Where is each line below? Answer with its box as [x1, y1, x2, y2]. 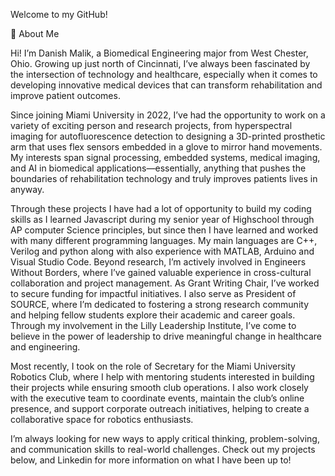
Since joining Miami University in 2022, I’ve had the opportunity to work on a [10, 109, 326, 121]
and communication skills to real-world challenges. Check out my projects [10, 444, 316, 455]
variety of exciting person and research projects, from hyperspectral [10, 120, 293, 131]
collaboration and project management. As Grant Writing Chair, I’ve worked [10, 277, 320, 289]
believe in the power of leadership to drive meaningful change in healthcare [10, 330, 322, 342]
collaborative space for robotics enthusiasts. [10, 414, 194, 425]
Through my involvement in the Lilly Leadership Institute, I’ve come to [10, 320, 297, 331]
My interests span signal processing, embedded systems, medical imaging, [10, 152, 321, 163]
